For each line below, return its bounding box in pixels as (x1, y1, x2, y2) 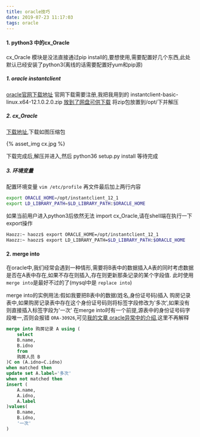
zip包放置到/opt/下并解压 (117, 98, 179, 105)
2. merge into (6, 250, 40, 257)
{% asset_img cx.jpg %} (6, 140, 66, 147)
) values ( (6, 404, 28, 410)
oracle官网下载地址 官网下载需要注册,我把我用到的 (6, 91, 130, 98)
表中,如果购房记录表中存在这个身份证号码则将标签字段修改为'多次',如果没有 (6, 299, 190, 306)
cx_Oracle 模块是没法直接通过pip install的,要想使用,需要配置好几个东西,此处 (6, 53, 191, 60)
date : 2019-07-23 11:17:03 (6, 14, 73, 20)
